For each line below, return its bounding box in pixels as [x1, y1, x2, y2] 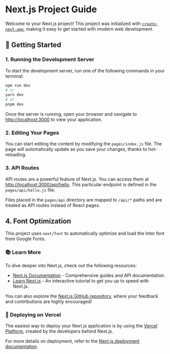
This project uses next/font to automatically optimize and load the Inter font [5, 231, 165, 237]
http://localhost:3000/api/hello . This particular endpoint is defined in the [5, 181, 157, 187]
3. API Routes [5, 164, 39, 171]
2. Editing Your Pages [5, 129, 60, 136]
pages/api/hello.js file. [5, 187, 55, 193]
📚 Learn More [5, 249, 41, 256]
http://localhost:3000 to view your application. [5, 116, 103, 122]
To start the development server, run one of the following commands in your [5, 67, 165, 73]
